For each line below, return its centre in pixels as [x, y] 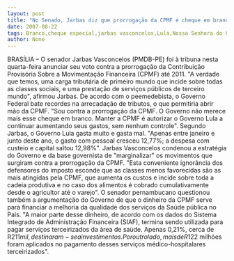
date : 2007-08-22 [32, 26]
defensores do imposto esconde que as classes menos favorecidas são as [114, 171]
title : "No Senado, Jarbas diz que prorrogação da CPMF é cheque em [109, 20]
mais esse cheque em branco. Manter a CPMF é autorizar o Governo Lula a [115, 118]
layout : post [26, 14]
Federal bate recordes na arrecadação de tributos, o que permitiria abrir [110, 104]
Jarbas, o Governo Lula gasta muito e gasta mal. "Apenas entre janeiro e [111, 134]
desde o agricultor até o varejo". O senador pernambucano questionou [109, 193]
